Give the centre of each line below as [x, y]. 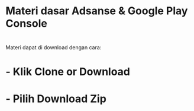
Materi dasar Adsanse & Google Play [97, 11]
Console [27, 23]
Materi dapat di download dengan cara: [54, 47]
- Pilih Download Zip [56, 99]
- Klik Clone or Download [68, 72]
